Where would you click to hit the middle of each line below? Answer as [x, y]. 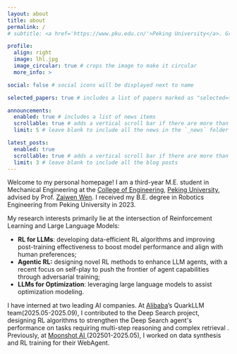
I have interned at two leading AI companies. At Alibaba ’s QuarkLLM [106, 305]
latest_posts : [28, 143]
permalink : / [26, 27]
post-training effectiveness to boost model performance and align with [120, 247]
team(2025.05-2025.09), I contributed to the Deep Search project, [103, 313]
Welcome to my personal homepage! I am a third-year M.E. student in [108, 182]
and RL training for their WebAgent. [59, 343]
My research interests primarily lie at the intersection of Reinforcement [110, 218]
